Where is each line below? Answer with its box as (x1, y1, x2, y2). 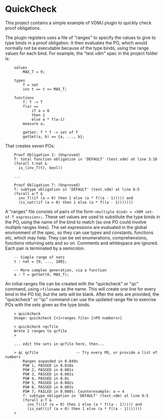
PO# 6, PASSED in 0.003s (23, 384, 74, 389)
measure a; (23, 121, 45, 126)
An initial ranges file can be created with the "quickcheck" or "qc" (5, 280, 139, 287)
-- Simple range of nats (14, 255, 65, 260)
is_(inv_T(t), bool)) (18, 165, 63, 170)
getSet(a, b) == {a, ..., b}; (23, 134, 85, 139)
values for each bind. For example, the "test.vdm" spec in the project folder (5, 50, 158, 56)
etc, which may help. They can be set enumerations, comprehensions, (5, 234, 148, 240)
